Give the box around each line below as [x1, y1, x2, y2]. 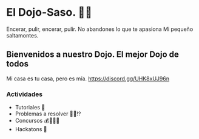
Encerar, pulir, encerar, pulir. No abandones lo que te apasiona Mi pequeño [6, 25, 194, 33]
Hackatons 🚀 [15, 126, 47, 133]
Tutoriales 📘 [15, 104, 46, 111]
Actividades [6, 90, 43, 99]
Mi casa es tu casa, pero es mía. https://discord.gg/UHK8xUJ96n [6, 75, 170, 82]
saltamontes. [6, 31, 39, 39]
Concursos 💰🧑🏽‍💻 [15, 117, 60, 124]
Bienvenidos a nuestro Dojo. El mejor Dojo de [6, 50, 179, 60]
